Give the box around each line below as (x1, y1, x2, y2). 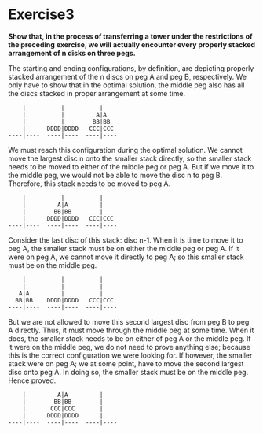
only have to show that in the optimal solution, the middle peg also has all (8, 80, 245, 90)
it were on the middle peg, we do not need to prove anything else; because (8, 342, 251, 351)
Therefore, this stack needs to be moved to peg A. (8, 179, 171, 188)
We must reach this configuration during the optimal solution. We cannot (8, 145, 243, 154)
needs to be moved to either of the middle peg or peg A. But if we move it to (8, 161, 254, 171)
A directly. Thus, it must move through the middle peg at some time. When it (8, 325, 254, 335)
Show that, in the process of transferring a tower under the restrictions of (8, 32, 253, 41)
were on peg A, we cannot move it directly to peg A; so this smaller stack (8, 252, 245, 262)
